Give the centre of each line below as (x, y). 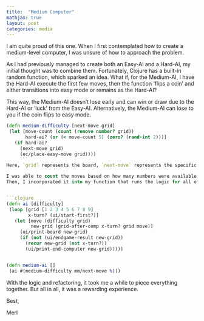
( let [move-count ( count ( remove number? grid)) (72, 132)
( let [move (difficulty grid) (53, 221)
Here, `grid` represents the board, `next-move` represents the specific (102, 165)
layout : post (23, 23)
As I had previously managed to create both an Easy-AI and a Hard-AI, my (99, 64)
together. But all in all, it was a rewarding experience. (72, 289)
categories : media (29, 29)
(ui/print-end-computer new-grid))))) (74, 249)
